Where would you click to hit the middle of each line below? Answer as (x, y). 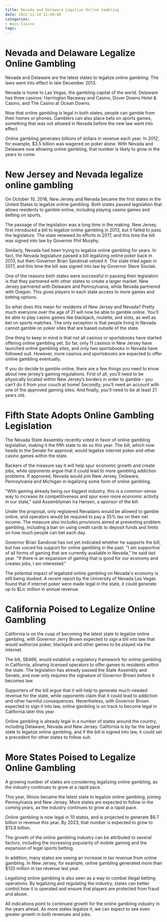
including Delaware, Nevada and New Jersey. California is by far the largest (83, 726)
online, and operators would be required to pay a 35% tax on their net (77, 516)
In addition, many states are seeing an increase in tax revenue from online (81, 858)
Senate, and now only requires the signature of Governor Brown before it (80, 675)
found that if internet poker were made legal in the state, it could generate (81, 584)
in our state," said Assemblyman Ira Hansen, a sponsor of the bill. (72, 501)
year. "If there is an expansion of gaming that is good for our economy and (82, 558)
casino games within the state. (37, 456)
